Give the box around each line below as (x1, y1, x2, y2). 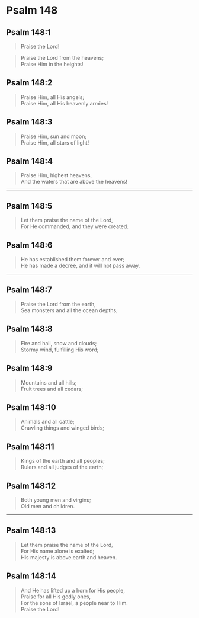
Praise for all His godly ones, (20, 593, 91, 600)
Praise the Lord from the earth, (20, 300, 96, 308)
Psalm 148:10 (6, 402, 56, 412)
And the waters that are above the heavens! (20, 178, 127, 185)
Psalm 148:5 (6, 201, 53, 211)
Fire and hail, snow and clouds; (20, 340, 97, 347)
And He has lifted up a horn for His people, (20, 587, 126, 594)
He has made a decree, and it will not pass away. (20, 262, 140, 270)
